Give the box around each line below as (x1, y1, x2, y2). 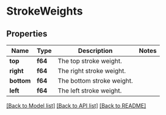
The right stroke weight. (57, 67, 126, 75)
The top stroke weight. (57, 57, 122, 65)
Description (78, 47, 113, 55)
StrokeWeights (6, 4, 84, 18)
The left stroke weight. (57, 86, 122, 95)
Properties (6, 29, 48, 39)
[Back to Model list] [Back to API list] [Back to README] (6, 102, 146, 109)
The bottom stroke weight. (57, 77, 133, 85)
